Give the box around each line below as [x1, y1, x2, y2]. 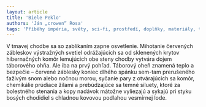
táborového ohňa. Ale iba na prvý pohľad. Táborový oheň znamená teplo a [6, 62, 194, 69]
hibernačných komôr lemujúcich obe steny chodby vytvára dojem [6, 55, 172, 63]
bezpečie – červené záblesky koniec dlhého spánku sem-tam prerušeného [6, 68, 195, 76]
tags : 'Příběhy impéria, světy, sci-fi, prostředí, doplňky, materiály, [6, 26, 196, 32]
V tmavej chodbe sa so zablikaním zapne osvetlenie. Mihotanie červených [6, 43, 193, 50]
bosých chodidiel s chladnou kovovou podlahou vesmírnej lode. [6, 94, 167, 102]
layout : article [6, 9, 48, 15]
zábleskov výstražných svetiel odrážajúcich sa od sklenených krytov [6, 49, 180, 57]
